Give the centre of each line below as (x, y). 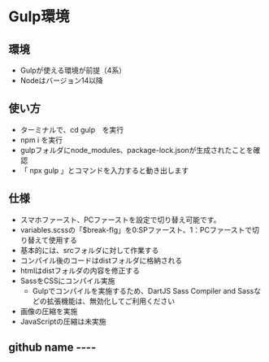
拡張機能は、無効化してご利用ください (111, 301)
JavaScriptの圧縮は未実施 (63, 321)
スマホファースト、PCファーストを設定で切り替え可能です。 (120, 220)
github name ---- (52, 348)
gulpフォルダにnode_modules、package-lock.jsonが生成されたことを (137, 150)
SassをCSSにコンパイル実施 (67, 281)
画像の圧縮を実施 (49, 311)
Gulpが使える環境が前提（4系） (73, 70)
